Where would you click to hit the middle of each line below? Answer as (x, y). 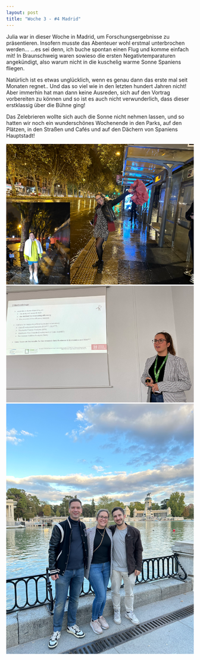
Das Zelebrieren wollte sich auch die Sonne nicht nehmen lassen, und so (95, 117)
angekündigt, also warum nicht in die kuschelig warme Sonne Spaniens (94, 62)
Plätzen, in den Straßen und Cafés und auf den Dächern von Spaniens (92, 129)
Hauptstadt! (21, 135)
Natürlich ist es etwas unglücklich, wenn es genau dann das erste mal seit (97, 80)
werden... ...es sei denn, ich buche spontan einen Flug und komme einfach (98, 49)
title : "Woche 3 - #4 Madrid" (44, 19)
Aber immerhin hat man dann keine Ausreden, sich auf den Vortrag (88, 92)
